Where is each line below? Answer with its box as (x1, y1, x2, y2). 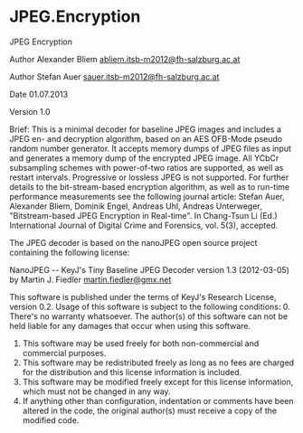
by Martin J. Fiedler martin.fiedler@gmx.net (9, 274, 172, 285)
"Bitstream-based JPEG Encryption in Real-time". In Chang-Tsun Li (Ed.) (9, 210, 278, 221)
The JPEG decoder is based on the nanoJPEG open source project (9, 237, 258, 248)
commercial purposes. (22, 347, 107, 358)
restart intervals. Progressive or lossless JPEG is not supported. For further (9, 172, 289, 183)
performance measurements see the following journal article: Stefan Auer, (9, 191, 285, 202)
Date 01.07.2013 (9, 89, 69, 99)
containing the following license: (9, 247, 130, 258)
